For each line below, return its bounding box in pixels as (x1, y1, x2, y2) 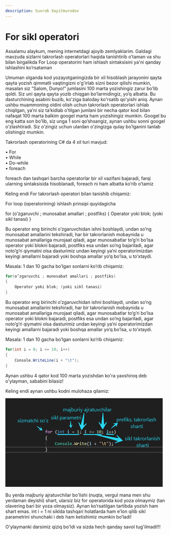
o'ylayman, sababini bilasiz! (5, 378, 64, 384)
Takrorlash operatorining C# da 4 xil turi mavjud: (5, 139, 108, 145)
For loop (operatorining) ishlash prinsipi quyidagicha (5, 200, 116, 206)
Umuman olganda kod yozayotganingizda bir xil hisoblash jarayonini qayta (5, 74, 162, 81)
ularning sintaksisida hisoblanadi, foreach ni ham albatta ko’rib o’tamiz (5, 180, 154, 187)
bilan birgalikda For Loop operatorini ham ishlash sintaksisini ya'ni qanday (5, 59, 161, 65)
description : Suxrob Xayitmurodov (5, 8, 80, 13)
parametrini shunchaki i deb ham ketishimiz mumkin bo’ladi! (5, 513, 132, 520)
